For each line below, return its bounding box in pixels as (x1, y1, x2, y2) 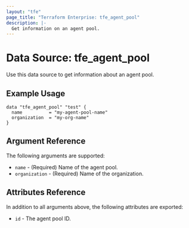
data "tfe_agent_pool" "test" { (6, 104, 86, 110)
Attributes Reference (6, 187, 86, 197)
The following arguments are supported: (6, 152, 106, 159)
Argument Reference (6, 136, 86, 147)
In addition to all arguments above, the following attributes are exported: (6, 203, 184, 210)
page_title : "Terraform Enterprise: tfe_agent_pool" (6, 14, 140, 20)
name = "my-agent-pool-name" (11, 110, 109, 115)
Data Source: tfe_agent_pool (6, 51, 150, 65)
